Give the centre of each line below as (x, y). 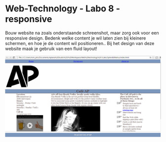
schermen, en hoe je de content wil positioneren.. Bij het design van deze (80, 43)
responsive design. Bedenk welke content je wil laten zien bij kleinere (76, 38)
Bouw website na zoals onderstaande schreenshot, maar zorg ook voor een (82, 33)
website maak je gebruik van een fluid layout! (51, 48)
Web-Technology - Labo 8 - (62, 9)
